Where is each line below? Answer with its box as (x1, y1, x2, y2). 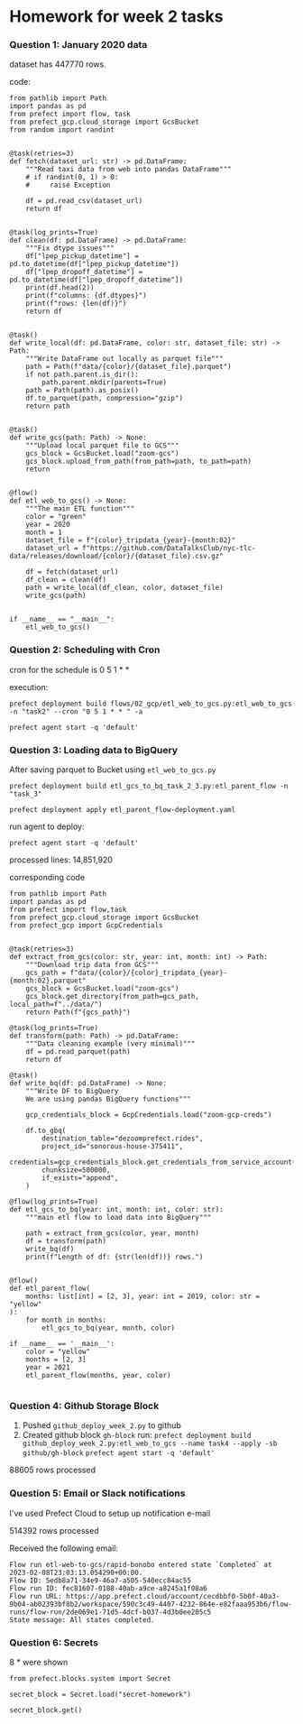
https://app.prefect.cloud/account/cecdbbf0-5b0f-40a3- (66, 1591, 280, 1600)
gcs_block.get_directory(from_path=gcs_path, (25, 992, 200, 1001)
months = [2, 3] (25, 1355, 87, 1364)
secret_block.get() (9, 1705, 83, 1715)
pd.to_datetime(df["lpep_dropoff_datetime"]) (9, 275, 183, 285)
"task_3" (9, 789, 42, 799)
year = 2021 (25, 1363, 70, 1372)
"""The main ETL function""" (25, 504, 135, 513)
